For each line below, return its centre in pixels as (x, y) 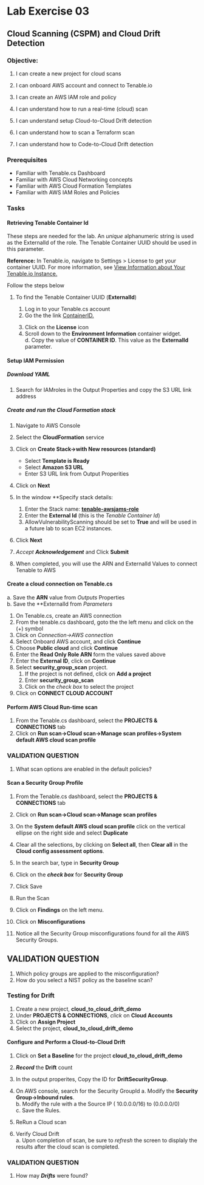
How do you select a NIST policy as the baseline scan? (84, 980)
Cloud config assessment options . (60, 851)
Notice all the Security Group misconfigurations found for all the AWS (102, 933)
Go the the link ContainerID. (59, 316)
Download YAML (29, 374)
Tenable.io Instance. (32, 274)
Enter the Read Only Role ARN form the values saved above (90, 655)
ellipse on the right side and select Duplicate (72, 833)
